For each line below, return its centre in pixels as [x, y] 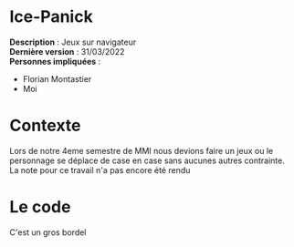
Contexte [45, 126]
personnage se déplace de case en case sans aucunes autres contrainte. [147, 160]
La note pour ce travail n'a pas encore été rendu [100, 170]
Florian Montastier [57, 78]
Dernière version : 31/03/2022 [67, 51]
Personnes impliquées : [55, 61]
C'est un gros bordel [48, 232]
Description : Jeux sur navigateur [73, 42]
